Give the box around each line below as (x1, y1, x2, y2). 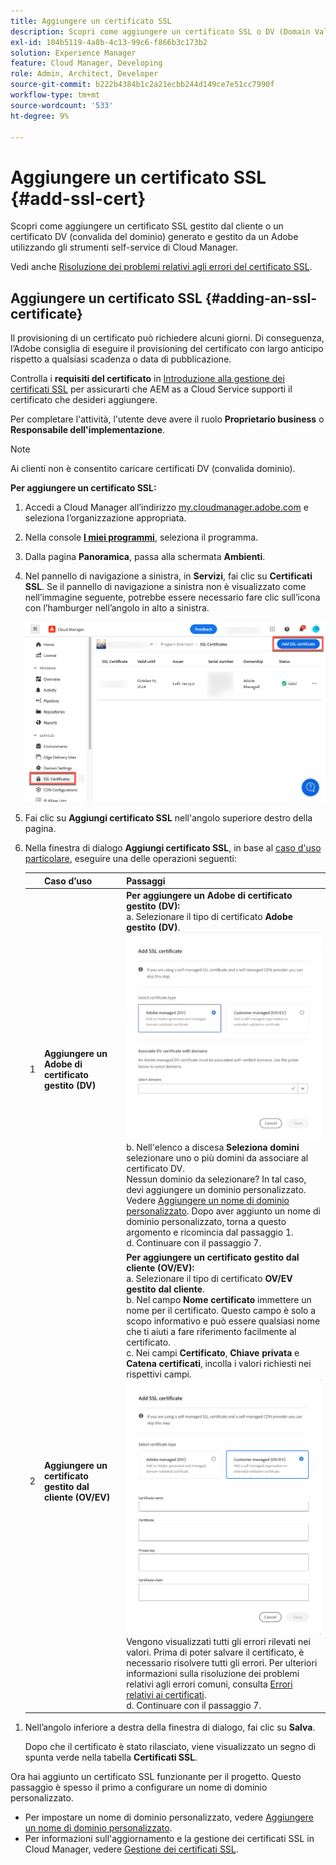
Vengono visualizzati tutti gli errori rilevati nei (126, 1635, 311, 1647)
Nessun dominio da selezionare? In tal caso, (126, 1173, 307, 1185)
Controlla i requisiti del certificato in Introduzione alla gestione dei (10, 373, 285, 385)
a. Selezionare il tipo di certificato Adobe (126, 910, 294, 922)
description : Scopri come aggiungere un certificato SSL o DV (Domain (10, 26, 311, 37)
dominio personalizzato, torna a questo (126, 1216, 287, 1228)
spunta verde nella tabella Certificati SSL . (24, 1751, 198, 1764)
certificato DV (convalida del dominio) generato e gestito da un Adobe (10, 231, 299, 243)
